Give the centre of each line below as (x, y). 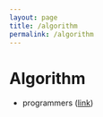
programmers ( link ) (58, 103)
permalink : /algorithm (51, 34)
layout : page (34, 17)
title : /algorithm (43, 26)
